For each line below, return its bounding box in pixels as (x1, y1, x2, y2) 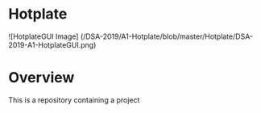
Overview (8, 69, 75, 87)
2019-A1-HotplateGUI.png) (8, 40, 97, 49)
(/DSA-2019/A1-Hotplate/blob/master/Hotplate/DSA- (80, 31, 254, 41)
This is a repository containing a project (8, 94, 140, 105)
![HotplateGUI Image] (8, 31, 79, 41)
